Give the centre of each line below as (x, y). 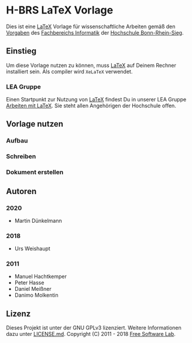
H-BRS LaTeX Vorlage (60, 10)
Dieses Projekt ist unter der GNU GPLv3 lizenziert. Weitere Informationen (94, 328)
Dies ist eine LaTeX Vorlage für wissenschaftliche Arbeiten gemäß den (91, 26)
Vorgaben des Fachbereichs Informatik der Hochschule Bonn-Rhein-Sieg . (95, 32)
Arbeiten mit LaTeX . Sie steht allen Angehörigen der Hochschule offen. (91, 106)
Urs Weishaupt (32, 249)
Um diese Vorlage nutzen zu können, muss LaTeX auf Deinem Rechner (91, 65)
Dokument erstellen (35, 172)
